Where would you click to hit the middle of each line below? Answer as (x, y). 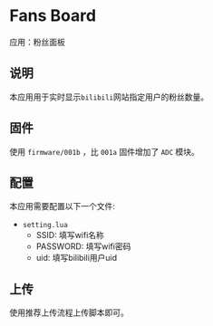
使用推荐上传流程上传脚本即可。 (69, 312)
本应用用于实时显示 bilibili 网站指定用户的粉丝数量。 (109, 97)
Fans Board (53, 16)
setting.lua (45, 225)
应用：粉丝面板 (37, 42)
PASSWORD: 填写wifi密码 (83, 246)
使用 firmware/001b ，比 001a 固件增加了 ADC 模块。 (104, 151)
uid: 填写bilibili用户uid (77, 258)
